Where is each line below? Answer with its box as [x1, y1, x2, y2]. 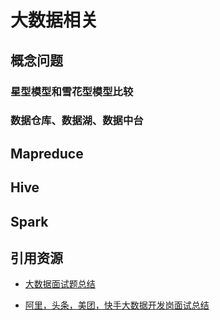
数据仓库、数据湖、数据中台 [10, 114, 144, 128]
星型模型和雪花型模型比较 [10, 84, 134, 98]
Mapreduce [10, 145, 84, 162]
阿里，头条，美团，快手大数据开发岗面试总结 [24, 299, 210, 311]
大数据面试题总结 [24, 278, 96, 290]
